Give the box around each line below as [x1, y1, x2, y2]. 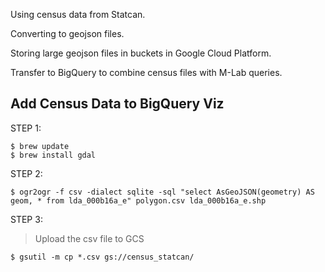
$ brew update [10, 141, 70, 151]
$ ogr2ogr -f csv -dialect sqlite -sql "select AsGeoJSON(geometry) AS [10, 187, 315, 197]
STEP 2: [10, 167, 43, 179]
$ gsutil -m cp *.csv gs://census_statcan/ [10, 252, 195, 262]
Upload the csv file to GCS [34, 232, 145, 244]
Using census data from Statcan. [10, 9, 146, 20]
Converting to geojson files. [10, 28, 125, 39]
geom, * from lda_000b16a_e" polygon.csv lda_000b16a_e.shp [10, 195, 267, 206]
